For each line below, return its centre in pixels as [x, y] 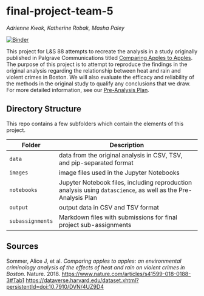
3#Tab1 [15, 280]
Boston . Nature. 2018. [33, 274]
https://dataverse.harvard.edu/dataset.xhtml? [82, 280]
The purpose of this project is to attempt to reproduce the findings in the [97, 64]
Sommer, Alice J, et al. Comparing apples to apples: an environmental [94, 261]
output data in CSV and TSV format [109, 207]
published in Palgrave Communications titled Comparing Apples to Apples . [100, 58]
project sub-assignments [95, 225]
